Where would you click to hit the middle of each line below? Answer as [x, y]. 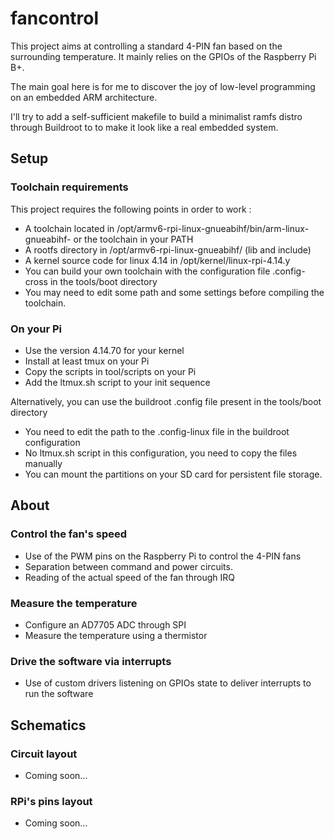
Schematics [48, 725]
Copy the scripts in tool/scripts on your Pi [110, 371]
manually [43, 463]
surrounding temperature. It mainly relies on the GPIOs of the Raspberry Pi [163, 56]
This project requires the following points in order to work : [131, 209]
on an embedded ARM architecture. [84, 97]
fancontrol [55, 18]
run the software [59, 694]
